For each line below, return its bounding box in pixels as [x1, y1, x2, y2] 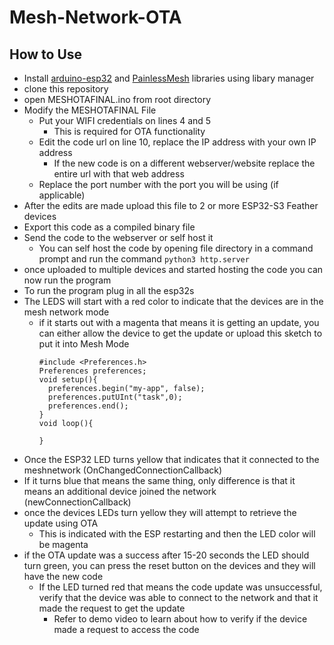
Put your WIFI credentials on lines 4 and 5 [38, 115, 212, 126]
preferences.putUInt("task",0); [47, 392, 183, 402]
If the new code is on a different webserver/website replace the [53, 157, 316, 169]
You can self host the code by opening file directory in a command [38, 242, 314, 254]
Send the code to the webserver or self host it [23, 232, 214, 243]
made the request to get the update [38, 602, 186, 614]
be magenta [38, 539, 89, 550]
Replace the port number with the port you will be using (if [38, 179, 279, 190]
